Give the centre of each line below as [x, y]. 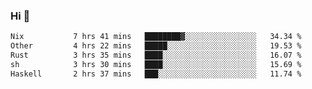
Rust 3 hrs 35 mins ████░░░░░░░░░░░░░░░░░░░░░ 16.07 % [156, 55]
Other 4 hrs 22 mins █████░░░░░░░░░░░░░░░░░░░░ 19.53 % [156, 46]
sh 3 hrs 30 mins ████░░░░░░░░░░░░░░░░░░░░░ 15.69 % [156, 64]
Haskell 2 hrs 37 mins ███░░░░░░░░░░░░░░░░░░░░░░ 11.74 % [156, 74]
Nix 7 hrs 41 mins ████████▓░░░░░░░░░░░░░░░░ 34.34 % [156, 37]
